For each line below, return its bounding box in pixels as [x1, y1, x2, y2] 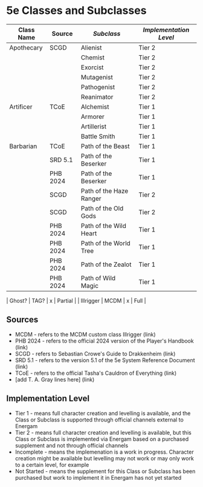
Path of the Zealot [80, 260, 132, 269]
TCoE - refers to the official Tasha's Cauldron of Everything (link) [14, 369, 177, 377]
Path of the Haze [80, 186, 129, 195]
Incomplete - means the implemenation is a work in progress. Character [14, 448, 195, 455]
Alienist [80, 43, 102, 52]
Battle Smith [80, 132, 115, 140]
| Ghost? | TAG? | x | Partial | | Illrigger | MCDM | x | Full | [6, 297, 146, 304]
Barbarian [9, 142, 37, 150]
